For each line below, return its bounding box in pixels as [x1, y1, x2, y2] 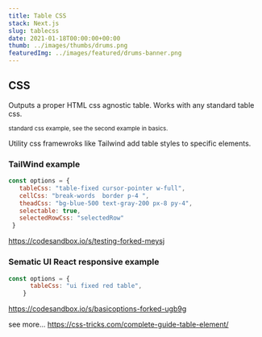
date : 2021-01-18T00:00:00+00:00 [8, 34, 121, 43]
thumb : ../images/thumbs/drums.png [8, 42, 128, 50]
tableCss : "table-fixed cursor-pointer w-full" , [19, 184, 185, 192]
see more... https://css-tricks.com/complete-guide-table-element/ [8, 319, 229, 330]
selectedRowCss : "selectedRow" [19, 214, 125, 222]
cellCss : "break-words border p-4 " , [19, 191, 150, 199]
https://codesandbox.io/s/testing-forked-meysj [8, 236, 165, 246]
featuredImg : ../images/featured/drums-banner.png [8, 49, 182, 57]
